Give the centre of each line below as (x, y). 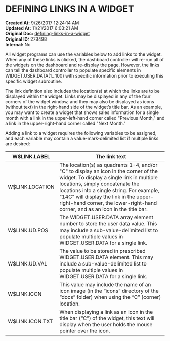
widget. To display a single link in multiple (109, 177)
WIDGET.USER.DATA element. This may (106, 257)
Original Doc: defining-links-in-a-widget (48, 33)
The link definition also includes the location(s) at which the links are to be (83, 91)
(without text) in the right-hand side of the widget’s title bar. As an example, (84, 107)
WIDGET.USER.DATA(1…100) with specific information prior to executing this (84, 75)
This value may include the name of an (105, 284)
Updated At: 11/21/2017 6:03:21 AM (42, 28)
